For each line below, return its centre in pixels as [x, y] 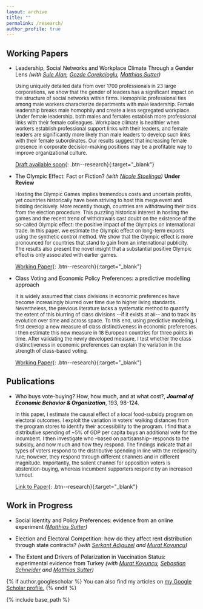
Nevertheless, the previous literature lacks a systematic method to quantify [102, 308]
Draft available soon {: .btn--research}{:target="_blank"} [85, 165]
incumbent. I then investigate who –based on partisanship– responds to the [102, 438]
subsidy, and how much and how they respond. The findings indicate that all [103, 444]
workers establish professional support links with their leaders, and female [101, 129]
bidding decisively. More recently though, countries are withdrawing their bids [106, 206]
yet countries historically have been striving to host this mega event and [98, 200]
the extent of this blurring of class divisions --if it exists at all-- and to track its [105, 315]
